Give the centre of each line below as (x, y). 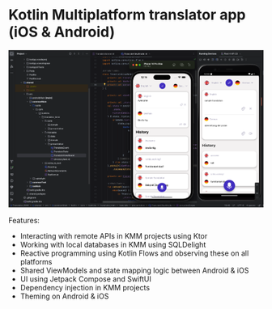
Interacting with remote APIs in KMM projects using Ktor (114, 235)
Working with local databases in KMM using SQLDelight (113, 244)
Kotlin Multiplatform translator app (127, 15)
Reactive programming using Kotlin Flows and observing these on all (134, 253)
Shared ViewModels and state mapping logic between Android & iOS (134, 270)
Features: (24, 220)
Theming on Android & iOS (64, 296)
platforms (36, 261)
